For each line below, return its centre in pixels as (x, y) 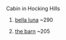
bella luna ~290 (34, 20)
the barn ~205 (32, 31)
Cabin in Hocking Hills (33, 9)
